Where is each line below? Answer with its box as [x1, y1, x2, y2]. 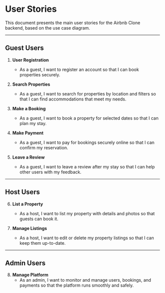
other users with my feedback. [19, 169, 82, 175]
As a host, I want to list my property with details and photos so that [19, 210, 155, 216]
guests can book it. [19, 216, 58, 222]
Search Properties [12, 81, 51, 87]
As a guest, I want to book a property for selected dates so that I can [19, 115, 159, 121]
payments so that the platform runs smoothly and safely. [19, 282, 134, 289]
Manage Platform [12, 272, 49, 278]
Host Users [5, 188, 40, 196]
